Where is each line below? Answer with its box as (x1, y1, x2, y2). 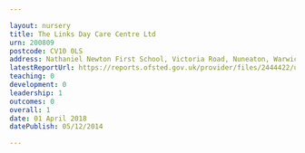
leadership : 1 (9, 88, 64, 98)
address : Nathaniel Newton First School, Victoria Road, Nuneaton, (9, 55, 271, 64)
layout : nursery (9, 21, 71, 30)
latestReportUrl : (9, 63, 75, 72)
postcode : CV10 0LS (9, 46, 84, 55)
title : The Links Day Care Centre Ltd (9, 29, 156, 39)
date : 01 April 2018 (9, 114, 88, 123)
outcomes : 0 (9, 97, 54, 106)
